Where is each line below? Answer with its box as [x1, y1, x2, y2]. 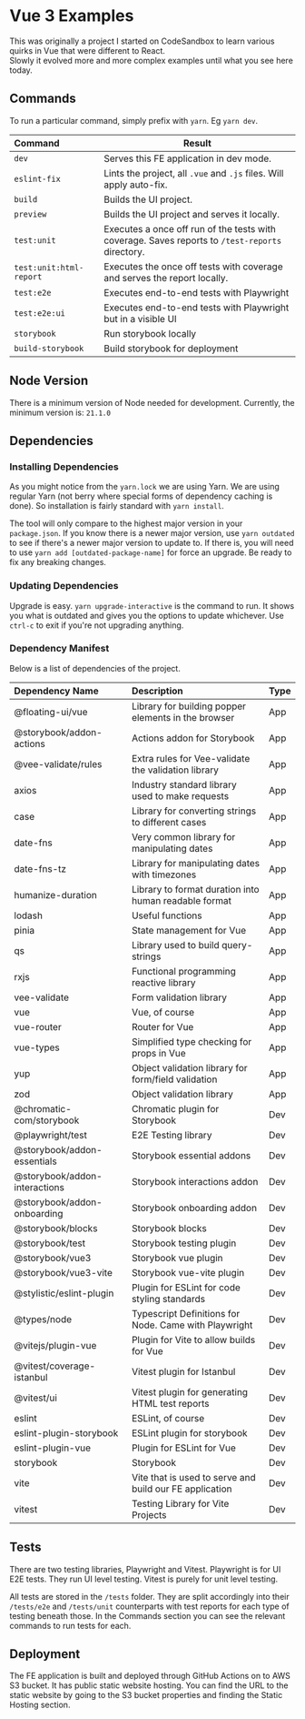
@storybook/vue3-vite [14, 1266, 113, 1279]
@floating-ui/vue [14, 705, 88, 718]
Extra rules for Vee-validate [131, 752, 251, 764]
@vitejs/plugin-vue [14, 1339, 97, 1351]
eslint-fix [14, 174, 61, 184]
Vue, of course [131, 1006, 195, 1018]
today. [9, 65, 34, 76]
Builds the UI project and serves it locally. [103, 207, 280, 220]
